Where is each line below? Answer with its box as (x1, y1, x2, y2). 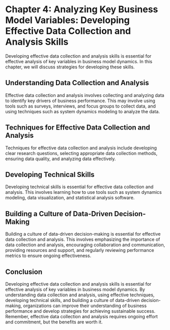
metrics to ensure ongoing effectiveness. (5, 252, 92, 259)
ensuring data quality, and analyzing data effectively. (5, 156, 116, 162)
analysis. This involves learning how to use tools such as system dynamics (5, 189, 162, 195)
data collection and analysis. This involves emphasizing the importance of (5, 236, 160, 243)
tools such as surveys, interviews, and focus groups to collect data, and (5, 103, 156, 109)
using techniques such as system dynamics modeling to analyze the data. (5, 108, 160, 114)
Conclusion (5, 267, 43, 276)
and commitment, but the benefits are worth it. (5, 319, 103, 325)
